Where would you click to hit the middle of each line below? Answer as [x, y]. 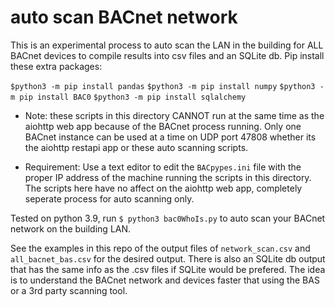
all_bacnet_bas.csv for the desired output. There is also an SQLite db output [168, 258]
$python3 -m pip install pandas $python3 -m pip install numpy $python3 [163, 86]
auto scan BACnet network [124, 17]
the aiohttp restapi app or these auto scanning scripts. [136, 147]
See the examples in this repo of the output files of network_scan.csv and [160, 248]
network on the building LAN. [71, 228]
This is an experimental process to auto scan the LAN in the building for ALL [167, 45]
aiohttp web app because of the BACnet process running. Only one [163, 126]
